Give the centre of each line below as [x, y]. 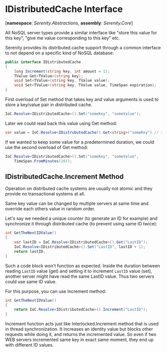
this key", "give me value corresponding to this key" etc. [63, 38]
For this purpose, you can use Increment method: [56, 291]
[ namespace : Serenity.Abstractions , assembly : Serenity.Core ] [69, 23]
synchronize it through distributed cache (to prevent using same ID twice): [81, 224]
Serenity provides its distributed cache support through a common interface [83, 47]
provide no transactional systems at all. [45, 194]
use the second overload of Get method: [47, 147]
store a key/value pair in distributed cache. [49, 105]
